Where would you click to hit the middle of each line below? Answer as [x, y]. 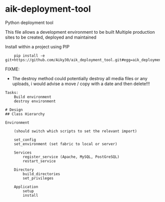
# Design [14, 110]
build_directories [41, 174]
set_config [25, 140]
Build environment [33, 97]
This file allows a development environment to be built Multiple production [80, 32]
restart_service [39, 161]
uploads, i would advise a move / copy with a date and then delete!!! [81, 84]
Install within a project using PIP [37, 46]
